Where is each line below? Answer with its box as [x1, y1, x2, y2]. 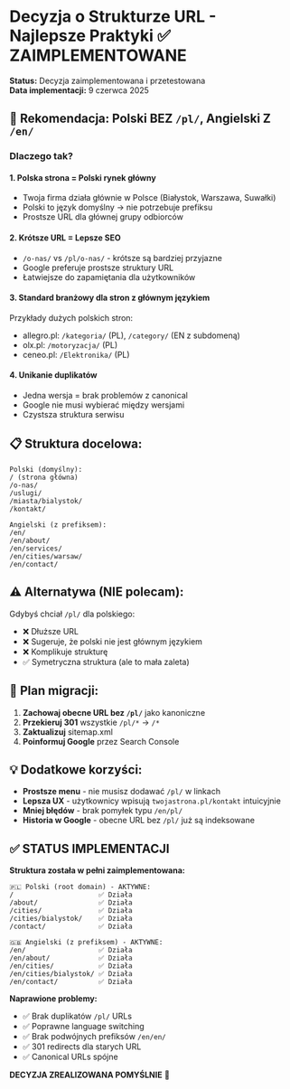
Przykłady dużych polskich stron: [9, 312, 134, 323]
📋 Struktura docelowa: [9, 437, 143, 452]
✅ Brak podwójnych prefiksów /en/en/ [22, 1031, 166, 1042]
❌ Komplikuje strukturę [22, 646, 108, 657]
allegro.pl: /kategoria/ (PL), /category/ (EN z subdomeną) [22, 330, 241, 341]
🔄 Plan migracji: [9, 683, 99, 699]
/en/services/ [9, 544, 63, 553]
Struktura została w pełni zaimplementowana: [9, 865, 185, 876]
